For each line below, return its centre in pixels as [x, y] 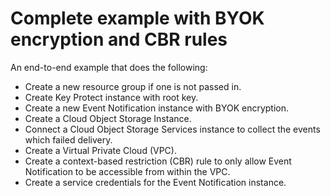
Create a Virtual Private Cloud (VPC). [100, 150]
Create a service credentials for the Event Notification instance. [155, 182]
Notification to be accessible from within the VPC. [127, 171]
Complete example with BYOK [137, 18]
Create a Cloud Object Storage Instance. [108, 118]
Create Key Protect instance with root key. [111, 97]
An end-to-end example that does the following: [109, 67]
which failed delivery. [68, 139]
